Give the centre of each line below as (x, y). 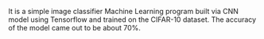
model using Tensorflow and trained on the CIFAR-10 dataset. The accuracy (132, 19)
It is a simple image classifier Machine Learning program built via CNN (123, 11)
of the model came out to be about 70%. (75, 28)
